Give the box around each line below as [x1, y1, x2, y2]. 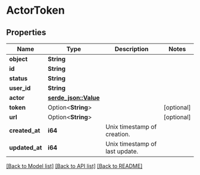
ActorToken [6, 4, 65, 17]
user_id [9, 84, 31, 92]
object [9, 55, 28, 63]
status [9, 74, 28, 82]
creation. [105, 130, 130, 138]
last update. [105, 147, 139, 155]
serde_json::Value [47, 93, 100, 102]
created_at [9, 126, 40, 135]
